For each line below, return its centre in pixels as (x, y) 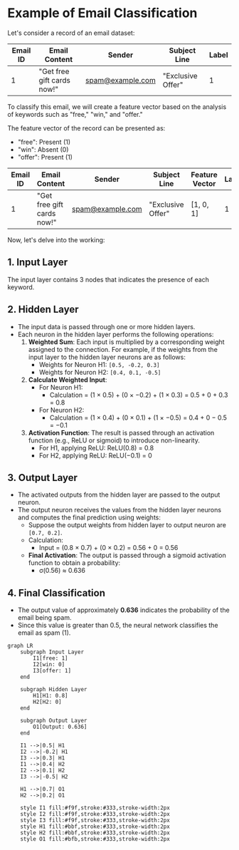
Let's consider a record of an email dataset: (71, 33)
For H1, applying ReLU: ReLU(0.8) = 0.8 (96, 447)
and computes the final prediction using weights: (89, 517)
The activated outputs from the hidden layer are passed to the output (119, 495)
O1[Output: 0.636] (60, 727)
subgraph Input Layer (52, 652)
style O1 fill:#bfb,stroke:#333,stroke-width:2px (95, 839)
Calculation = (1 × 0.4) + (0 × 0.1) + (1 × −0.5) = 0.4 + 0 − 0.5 (138, 418)
